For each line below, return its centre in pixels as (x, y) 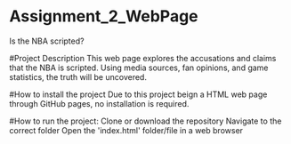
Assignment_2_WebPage (104, 16)
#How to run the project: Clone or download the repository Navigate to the (145, 121)
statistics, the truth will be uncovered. (78, 76)
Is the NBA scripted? (47, 41)
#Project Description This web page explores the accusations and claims (143, 58)
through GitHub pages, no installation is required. (99, 103)
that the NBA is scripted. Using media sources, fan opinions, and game (139, 68)
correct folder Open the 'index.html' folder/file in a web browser (126, 130)
